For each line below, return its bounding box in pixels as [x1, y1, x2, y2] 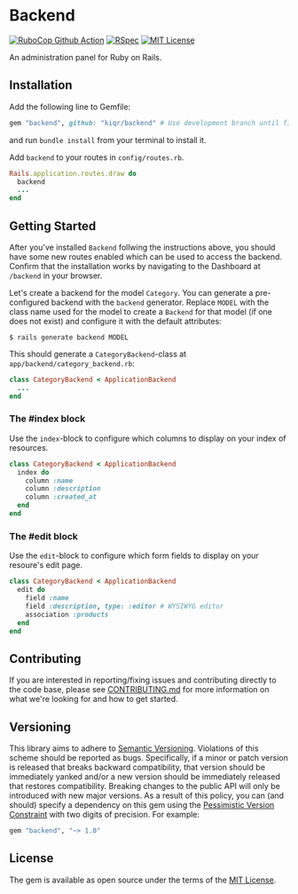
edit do [17, 586, 46, 595]
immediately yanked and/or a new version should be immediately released [9, 771, 281, 782]
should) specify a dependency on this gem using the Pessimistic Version [9, 800, 275, 810]
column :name [25, 476, 74, 485]
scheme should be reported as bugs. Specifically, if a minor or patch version [9, 753, 288, 763]
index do [17, 467, 50, 476]
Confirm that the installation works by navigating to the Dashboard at [9, 260, 262, 271]
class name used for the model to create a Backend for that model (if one [9, 306, 273, 316]
